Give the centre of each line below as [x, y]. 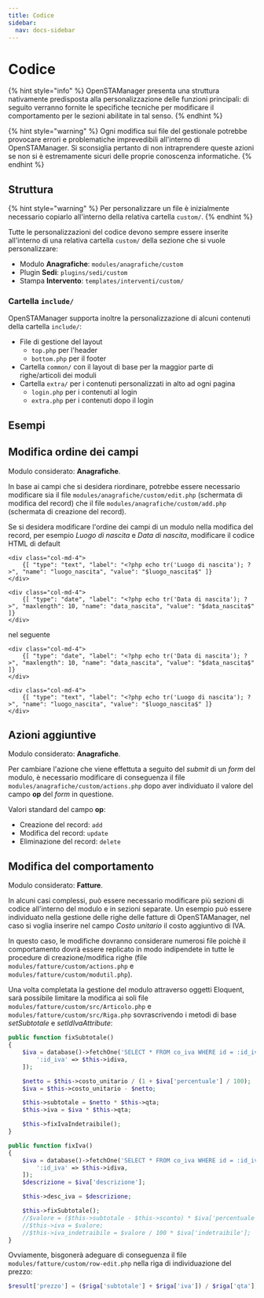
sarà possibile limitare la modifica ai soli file [79, 998]
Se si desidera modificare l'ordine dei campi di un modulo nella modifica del [131, 527]
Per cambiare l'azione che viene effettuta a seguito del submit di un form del [132, 770]
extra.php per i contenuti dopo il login [92, 401]
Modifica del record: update [64, 833]
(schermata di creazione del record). [68, 511]
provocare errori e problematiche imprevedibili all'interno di [104, 139]
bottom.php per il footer [69, 358]
